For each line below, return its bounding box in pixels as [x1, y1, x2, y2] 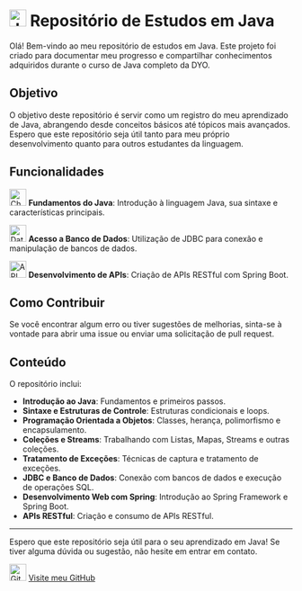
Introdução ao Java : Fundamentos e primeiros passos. [22, 396, 226, 407]
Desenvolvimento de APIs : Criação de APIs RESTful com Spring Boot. [28, 269, 289, 280]
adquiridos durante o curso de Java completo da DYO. [9, 59, 210, 70]
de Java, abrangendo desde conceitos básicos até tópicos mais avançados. [9, 119, 290, 130]
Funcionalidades [9, 165, 105, 180]
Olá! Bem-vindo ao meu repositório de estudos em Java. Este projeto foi [9, 40, 277, 51]
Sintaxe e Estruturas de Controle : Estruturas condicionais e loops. [22, 406, 270, 416]
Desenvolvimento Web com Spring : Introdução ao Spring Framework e [22, 491, 289, 503]
